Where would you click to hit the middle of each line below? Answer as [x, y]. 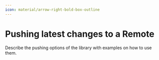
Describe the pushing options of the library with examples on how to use [79, 48]
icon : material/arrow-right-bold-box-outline [52, 10]
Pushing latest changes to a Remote [80, 34]
